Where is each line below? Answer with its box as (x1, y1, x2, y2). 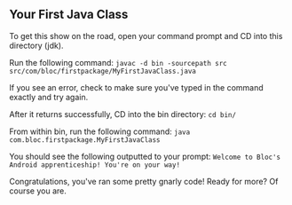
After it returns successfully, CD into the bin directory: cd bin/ (9, 108, 237, 119)
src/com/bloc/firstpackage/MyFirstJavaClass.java (9, 67, 197, 75)
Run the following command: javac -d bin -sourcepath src (9, 57, 228, 67)
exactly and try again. (9, 91, 89, 102)
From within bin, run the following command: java (9, 126, 191, 137)
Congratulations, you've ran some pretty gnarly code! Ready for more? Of (9, 176, 279, 186)
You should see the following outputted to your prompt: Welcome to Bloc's (9, 151, 281, 162)
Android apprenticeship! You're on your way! (9, 160, 180, 170)
